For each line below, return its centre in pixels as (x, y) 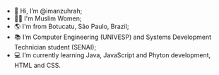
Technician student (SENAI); (55, 47)
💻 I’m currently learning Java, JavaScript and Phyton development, (112, 55)
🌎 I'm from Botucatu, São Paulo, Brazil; (71, 26)
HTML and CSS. (37, 65)
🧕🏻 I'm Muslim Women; (48, 18)
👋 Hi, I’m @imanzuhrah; (48, 11)
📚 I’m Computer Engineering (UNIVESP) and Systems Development (113, 37)
